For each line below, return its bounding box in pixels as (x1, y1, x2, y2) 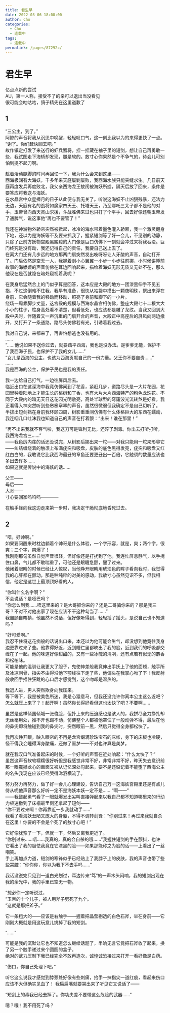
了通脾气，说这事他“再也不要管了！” (5, 215, 80, 221)
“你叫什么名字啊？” (5, 589, 45, 595)
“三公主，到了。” (5, 128, 38, 135)
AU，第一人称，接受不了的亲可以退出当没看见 (5, 92, 100, 99)
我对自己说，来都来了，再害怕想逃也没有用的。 (5, 330, 103, 336)
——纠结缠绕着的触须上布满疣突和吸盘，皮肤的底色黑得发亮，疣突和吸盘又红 (5, 445, 165, 451)
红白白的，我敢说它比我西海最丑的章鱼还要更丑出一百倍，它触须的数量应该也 (5, 452, 165, 458)
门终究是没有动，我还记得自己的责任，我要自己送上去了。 (5, 245, 125, 251)
